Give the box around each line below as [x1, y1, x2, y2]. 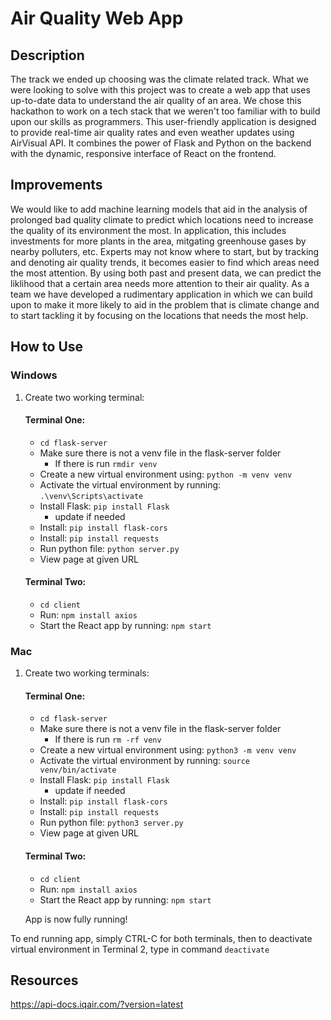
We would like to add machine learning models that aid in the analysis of [10, 203, 308, 215]
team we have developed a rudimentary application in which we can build [10, 288, 313, 300]
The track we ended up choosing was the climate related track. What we [10, 73, 309, 85]
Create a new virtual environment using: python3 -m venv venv [39, 744, 297, 756]
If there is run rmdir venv [54, 457, 158, 469]
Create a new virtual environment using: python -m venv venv [39, 468, 293, 480]
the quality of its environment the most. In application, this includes [10, 224, 287, 236]
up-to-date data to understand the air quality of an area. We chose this [10, 95, 302, 106]
